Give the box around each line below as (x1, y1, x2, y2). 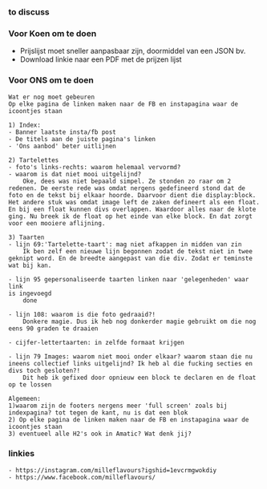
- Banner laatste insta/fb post (8, 127, 116, 136)
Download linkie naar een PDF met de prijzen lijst (19, 55, 182, 64)
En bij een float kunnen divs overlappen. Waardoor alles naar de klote (8, 205, 257, 213)
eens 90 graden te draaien (8, 324, 99, 333)
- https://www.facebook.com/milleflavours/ (8, 473, 156, 481)
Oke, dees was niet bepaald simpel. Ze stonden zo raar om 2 (22, 177, 231, 185)
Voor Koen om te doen (8, 27, 97, 38)
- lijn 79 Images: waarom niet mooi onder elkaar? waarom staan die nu (8, 352, 253, 361)
